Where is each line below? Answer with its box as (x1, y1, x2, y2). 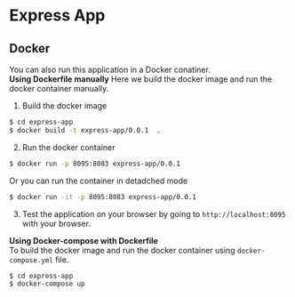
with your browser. (21, 218, 92, 229)
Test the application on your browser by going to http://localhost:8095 (21, 208, 286, 219)
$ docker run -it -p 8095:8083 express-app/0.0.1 (9, 192, 197, 201)
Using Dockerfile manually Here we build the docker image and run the (9, 74, 273, 84)
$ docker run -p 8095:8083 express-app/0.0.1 (9, 159, 180, 168)
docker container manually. (9, 84, 109, 93)
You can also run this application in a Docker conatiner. (9, 64, 211, 75)
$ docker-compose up (9, 279, 86, 289)
